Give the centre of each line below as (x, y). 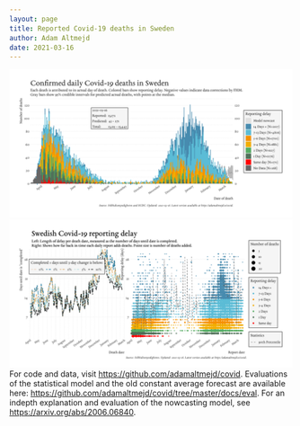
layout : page (34, 19)
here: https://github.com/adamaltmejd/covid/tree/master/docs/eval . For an (147, 393)
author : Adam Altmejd (50, 38)
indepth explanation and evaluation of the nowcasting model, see (130, 402)
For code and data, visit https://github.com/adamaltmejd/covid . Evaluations (149, 374)
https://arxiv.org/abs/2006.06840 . (73, 412)
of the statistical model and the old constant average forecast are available (147, 383)
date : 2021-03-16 (42, 48)
